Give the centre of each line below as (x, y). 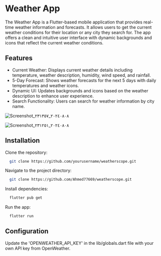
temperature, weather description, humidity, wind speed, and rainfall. (81, 75)
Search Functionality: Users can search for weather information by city (83, 101)
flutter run (22, 216)
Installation (22, 140)
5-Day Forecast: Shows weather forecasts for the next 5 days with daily (84, 80)
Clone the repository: (26, 152)
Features (19, 58)
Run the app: (18, 207)
